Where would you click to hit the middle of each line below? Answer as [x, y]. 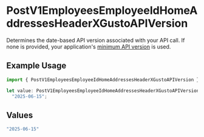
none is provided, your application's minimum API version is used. [89, 47]
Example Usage [36, 66]
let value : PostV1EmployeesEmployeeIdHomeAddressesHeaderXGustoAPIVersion [103, 91]
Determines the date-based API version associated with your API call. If [96, 40]
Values [20, 115]
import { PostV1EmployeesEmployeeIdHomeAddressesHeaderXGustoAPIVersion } [103, 79]
